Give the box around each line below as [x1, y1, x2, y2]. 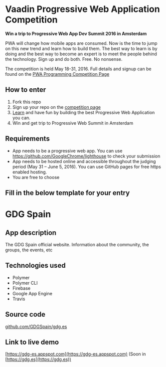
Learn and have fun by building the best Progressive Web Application [12, 109, 155, 115]
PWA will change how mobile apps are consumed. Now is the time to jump [5, 40, 158, 46]
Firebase [12, 285, 31, 291]
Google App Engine [12, 290, 52, 296]
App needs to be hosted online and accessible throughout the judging [12, 158, 156, 164]
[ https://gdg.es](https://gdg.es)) [5, 357, 71, 363]
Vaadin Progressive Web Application [5, 3, 161, 15]
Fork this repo [12, 99, 41, 105]
